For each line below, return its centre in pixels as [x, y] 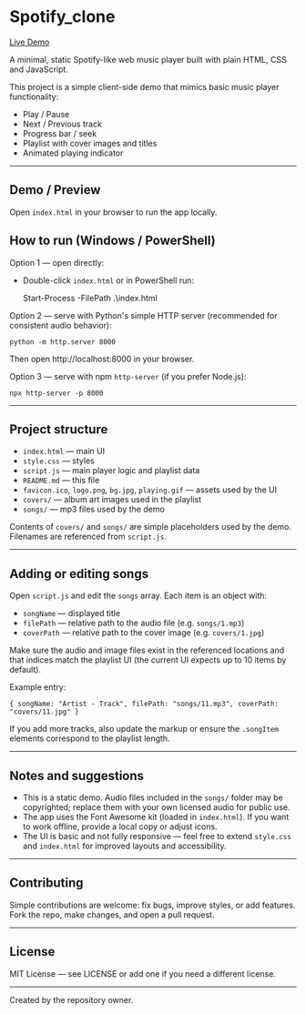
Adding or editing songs [79, 574]
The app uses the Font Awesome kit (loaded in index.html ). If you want [156, 817]
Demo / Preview [55, 190]
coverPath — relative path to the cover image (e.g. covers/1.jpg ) [143, 633]
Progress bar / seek [60, 133]
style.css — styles [59, 461]
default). [25, 670]
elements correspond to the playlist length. [90, 738]
